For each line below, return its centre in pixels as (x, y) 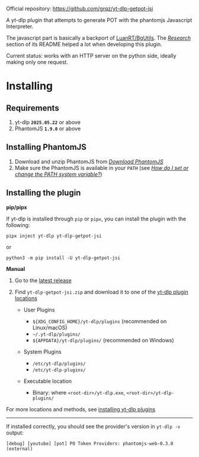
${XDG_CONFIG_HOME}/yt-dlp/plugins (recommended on (99, 321)
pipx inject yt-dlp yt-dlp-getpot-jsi (54, 236)
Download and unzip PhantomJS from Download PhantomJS (89, 161)
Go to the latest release (43, 280)
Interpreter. (20, 26)
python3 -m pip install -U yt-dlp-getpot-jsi (63, 258)
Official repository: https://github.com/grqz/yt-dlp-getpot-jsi (80, 9)
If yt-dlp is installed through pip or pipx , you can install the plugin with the (96, 219)
